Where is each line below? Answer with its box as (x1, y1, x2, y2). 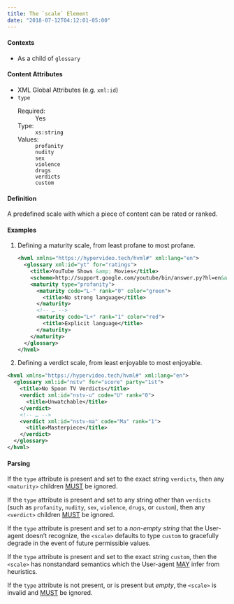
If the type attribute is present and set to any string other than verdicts (7, 495, 212, 505)
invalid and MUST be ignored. (7, 589, 93, 597)
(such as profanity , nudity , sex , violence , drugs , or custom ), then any (7, 503, 205, 512)
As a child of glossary (17, 54, 80, 62)
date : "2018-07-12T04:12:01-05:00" (7, 17, 111, 24)
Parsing (7, 459, 30, 467)
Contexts (7, 39, 35, 47)
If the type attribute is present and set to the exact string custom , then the (7, 553, 217, 561)
